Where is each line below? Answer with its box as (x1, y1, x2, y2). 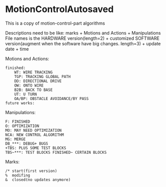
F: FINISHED (5, 119, 30, 124)
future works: (5, 101, 35, 106)
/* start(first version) (5, 168, 57, 173)
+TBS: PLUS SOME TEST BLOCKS (5, 145, 66, 150)
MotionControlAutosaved (5, 4, 114, 15)
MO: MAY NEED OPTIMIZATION (5, 128, 62, 133)
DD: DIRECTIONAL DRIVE (14, 78, 62, 83)
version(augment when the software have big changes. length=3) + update (5, 40, 161, 46)
